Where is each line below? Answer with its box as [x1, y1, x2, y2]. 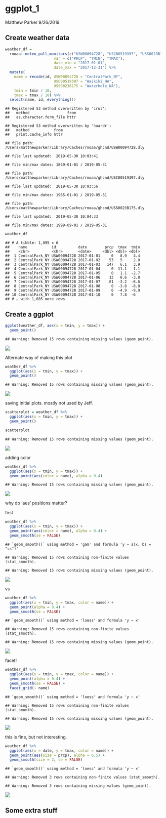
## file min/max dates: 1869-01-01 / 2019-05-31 [5, 163, 107, 167]
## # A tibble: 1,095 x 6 [5, 241, 58, 245]
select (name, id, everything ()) [9, 97, 77, 102]
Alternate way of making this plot [5, 354, 73, 361]
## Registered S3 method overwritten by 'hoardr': [5, 123, 112, 128]
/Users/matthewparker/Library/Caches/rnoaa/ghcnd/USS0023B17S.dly [5, 205, 145, 210]
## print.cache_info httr [5, 132, 63, 137]
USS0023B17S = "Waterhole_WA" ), [53, 83, 121, 88]
